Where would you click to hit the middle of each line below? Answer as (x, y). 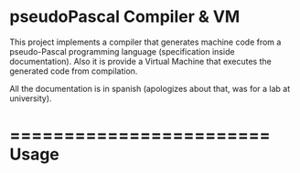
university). (31, 98)
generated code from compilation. (74, 71)
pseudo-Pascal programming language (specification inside (122, 51)
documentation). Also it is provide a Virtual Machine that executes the (140, 61)
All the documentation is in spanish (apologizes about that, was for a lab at (150, 88)
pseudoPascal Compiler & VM (125, 17)
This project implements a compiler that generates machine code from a (145, 42)
